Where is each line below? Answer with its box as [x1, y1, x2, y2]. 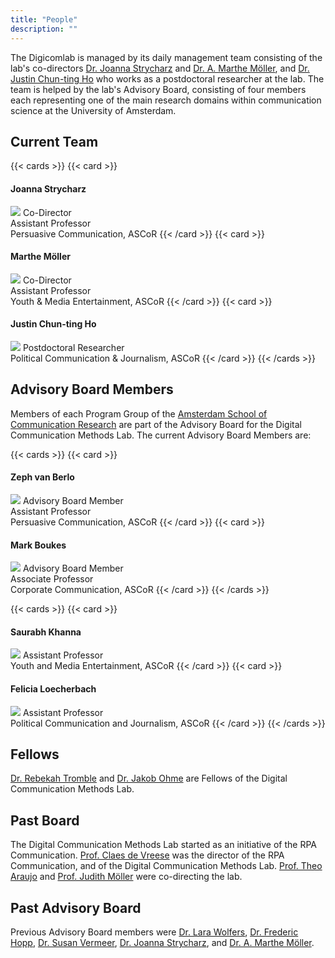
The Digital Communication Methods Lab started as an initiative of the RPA [10, 839, 317, 851]
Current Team [10, 133, 99, 150]
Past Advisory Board [10, 899, 142, 916]
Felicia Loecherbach [10, 682, 97, 695]
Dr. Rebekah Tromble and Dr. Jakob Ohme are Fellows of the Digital [10, 772, 288, 785]
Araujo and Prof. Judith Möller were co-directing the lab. [10, 871, 243, 883]
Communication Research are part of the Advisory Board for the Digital [10, 418, 302, 430]
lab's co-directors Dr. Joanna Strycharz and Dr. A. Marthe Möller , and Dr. [10, 62, 310, 74]
